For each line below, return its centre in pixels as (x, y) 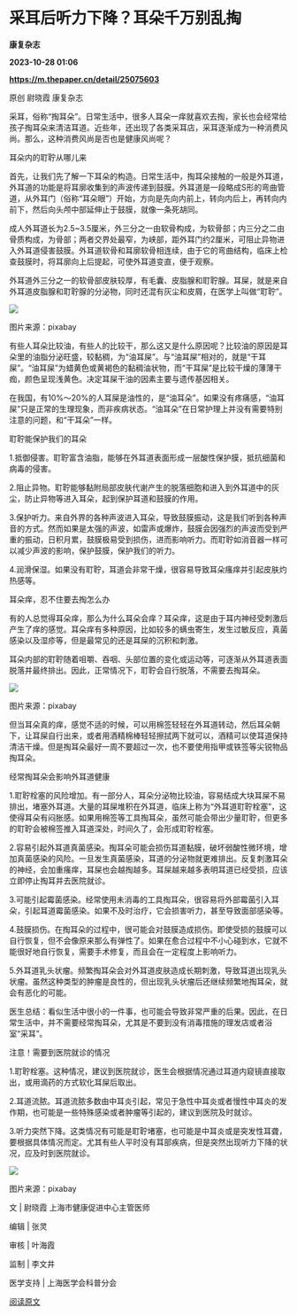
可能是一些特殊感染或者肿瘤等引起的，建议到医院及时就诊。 (148, 1112)
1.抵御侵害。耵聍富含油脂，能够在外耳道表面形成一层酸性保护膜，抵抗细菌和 (147, 457)
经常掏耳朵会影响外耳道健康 (60, 776)
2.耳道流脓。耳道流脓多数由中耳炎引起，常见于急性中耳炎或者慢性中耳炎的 (145, 1101)
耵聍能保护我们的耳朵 (48, 439)
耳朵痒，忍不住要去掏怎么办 (60, 599)
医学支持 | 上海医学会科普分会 (63, 1282)
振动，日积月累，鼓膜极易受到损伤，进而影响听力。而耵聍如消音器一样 (152, 539)
